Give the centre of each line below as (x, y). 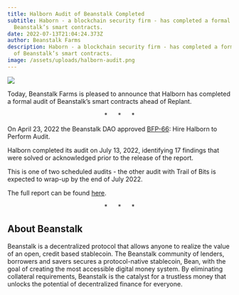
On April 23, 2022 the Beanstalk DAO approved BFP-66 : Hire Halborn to (112, 129)
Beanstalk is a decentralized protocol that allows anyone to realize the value (118, 246)
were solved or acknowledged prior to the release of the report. (101, 158)
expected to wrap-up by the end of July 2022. (75, 179)
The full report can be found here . (57, 193)
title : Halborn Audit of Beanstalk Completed (76, 14)
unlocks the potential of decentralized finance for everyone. (95, 284)
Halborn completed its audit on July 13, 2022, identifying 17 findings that (113, 150)
